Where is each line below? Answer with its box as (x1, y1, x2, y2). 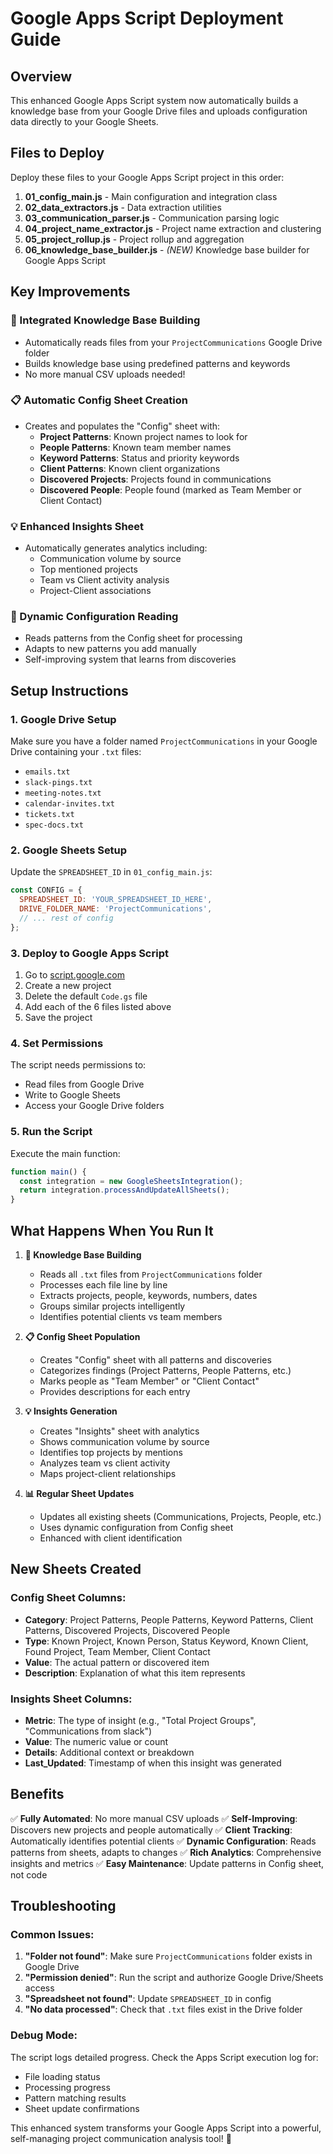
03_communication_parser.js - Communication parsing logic (24, 212, 280, 224)
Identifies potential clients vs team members (39, 1310, 223, 1322)
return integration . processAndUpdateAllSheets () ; (19, 1185, 230, 1196)
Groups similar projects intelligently (39, 1300, 186, 1312)
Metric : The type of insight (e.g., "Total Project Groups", (24, 1714, 257, 1726)
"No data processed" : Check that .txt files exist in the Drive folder (24, 2003, 303, 2016)
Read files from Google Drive (24, 1078, 145, 1091)
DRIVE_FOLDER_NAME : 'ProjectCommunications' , (19, 904, 213, 914)
